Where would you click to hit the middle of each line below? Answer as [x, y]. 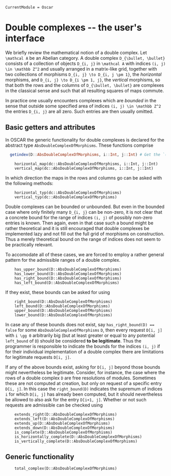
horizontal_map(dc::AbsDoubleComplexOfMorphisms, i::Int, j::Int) [86, 164]
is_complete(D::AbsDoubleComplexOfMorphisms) [64, 432]
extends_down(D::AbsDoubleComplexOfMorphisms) [65, 428]
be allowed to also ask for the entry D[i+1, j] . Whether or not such [76, 399]
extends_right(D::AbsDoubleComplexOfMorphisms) [66, 414]
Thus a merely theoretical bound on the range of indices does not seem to [83, 239]
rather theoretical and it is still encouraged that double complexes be [77, 228]
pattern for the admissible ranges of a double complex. [63, 260]
